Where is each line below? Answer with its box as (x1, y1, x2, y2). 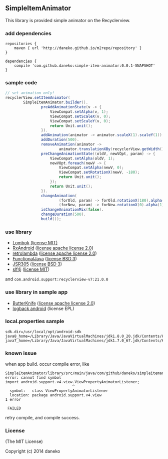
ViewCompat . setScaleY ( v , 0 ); (49, 118, 111, 123)
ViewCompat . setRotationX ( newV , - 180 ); (58, 170, 140, 175)
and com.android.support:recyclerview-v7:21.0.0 (5, 276, 108, 282)
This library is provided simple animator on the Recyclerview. (5, 17, 131, 23)
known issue (5, 350, 37, 357)
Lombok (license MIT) (12, 240, 58, 246)
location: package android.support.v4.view (9, 393, 101, 398)
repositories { (5, 41, 37, 47)
